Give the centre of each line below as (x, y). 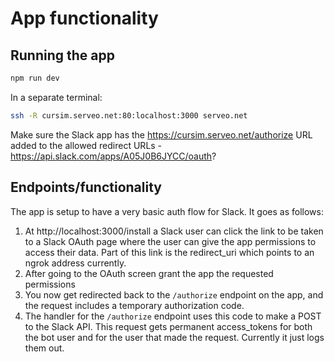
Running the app (62, 55)
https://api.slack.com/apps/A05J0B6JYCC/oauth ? (113, 156)
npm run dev (35, 78)
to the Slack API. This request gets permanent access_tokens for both (168, 326)
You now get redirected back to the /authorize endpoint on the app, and (174, 294)
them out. (44, 348)
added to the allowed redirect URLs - (86, 145)
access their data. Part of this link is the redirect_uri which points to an (169, 252)
